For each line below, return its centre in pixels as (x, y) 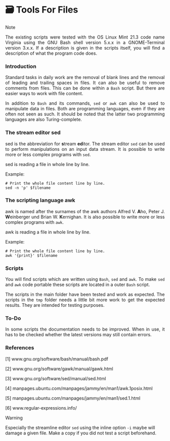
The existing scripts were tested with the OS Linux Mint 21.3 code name (85, 37)
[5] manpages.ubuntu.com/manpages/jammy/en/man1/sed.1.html (73, 398)
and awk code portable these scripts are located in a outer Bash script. (78, 285)
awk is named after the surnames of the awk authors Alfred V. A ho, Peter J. (85, 211)
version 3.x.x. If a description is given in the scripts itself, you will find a (85, 48)
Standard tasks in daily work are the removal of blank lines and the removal (85, 77)
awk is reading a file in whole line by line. (48, 232)
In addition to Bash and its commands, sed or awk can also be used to (85, 103)
